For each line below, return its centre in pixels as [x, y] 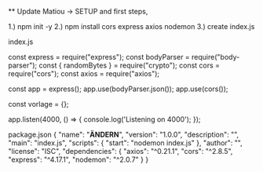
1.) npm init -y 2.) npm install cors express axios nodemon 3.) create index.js [131, 26]
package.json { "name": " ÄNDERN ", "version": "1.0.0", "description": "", [124, 134]
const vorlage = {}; [38, 104]
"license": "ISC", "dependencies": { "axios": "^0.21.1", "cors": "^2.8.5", [121, 151]
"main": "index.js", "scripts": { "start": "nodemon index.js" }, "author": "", [126, 143]
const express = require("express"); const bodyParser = [99, 57]
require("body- [216, 57]
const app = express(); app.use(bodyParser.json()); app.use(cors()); [119, 89]
